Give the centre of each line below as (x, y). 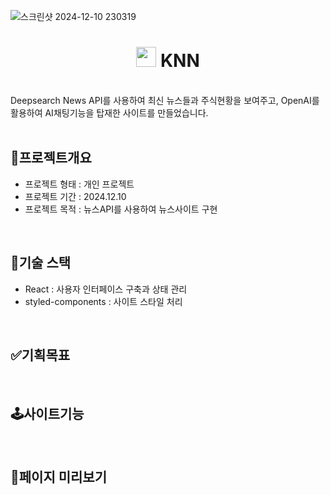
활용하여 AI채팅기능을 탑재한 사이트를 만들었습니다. (109, 112)
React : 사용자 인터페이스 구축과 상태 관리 (106, 289)
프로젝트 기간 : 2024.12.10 (75, 196)
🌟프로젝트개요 (51, 158)
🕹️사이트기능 (47, 413)
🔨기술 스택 (41, 263)
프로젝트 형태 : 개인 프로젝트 (79, 184)
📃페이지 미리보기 (58, 476)
